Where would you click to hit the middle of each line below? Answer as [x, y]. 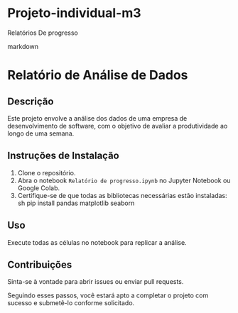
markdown [23, 46]
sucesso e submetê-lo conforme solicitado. [71, 303]
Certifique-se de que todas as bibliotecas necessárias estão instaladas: [122, 195]
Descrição [31, 101]
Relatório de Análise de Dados [98, 75]
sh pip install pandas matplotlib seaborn [76, 203]
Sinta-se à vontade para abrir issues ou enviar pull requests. [96, 282]
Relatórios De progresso [43, 33]
